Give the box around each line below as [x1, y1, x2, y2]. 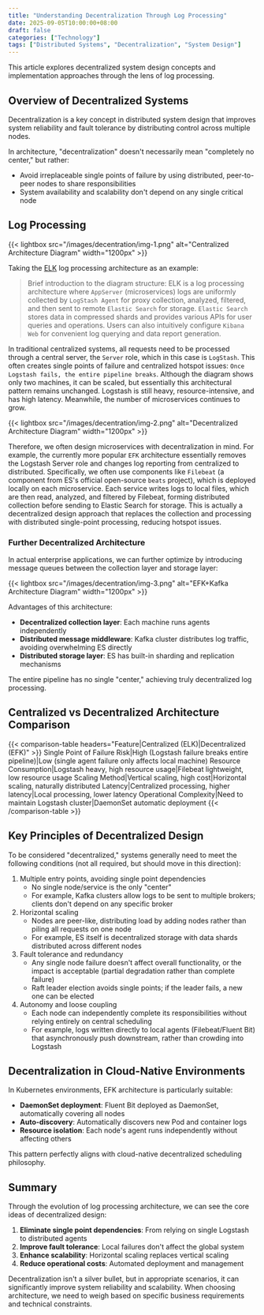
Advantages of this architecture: [8, 602, 113, 612]
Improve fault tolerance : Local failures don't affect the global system [19, 1242, 244, 1252]
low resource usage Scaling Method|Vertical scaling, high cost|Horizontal [8, 773, 247, 782]
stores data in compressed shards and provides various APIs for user [27, 312, 252, 321]
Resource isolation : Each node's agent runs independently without [19, 1126, 238, 1135]
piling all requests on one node [31, 924, 132, 934]
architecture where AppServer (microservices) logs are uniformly [27, 287, 236, 296]
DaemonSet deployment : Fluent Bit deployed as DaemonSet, [19, 1100, 219, 1110]
